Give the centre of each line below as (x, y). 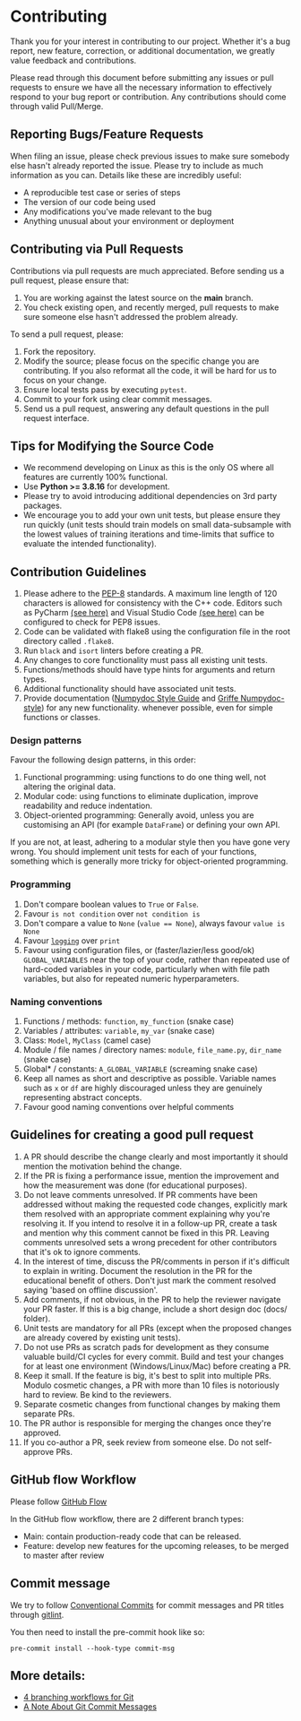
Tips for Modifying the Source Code (112, 446)
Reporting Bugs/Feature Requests (107, 135)
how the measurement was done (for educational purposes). (135, 1185)
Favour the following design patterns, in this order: (103, 760)
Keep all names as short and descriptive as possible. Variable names (150, 1079)
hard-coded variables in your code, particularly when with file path (146, 968)
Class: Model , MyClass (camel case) (87, 1040)
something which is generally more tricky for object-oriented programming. (149, 861)
